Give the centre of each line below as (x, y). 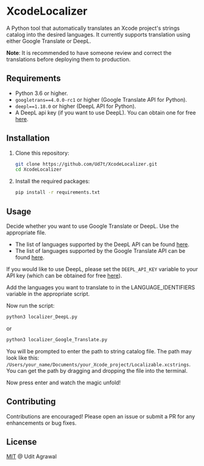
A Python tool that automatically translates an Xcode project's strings (93, 28)
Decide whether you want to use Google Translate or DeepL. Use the (93, 226)
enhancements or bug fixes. (41, 423)
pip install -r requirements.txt (58, 192)
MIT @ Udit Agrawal (31, 457)
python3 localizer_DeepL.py (42, 317)
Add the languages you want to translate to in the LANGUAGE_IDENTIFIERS (101, 287)
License (22, 442)
